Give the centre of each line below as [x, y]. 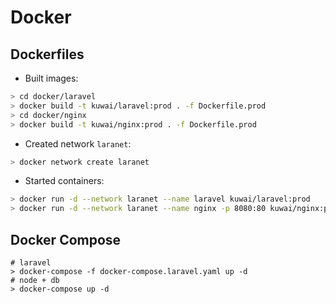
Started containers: [64, 181]
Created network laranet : [78, 143]
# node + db [35, 280]
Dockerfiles [47, 54]
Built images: [51, 78]
